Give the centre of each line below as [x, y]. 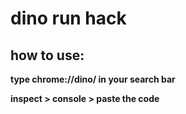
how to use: [47, 55]
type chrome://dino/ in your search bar [93, 79]
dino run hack [68, 18]
